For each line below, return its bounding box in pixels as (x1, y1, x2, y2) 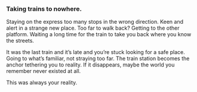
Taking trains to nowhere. (6, 5, 82, 13)
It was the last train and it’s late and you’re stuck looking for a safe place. (6, 49, 185, 56)
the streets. (6, 37, 35, 45)
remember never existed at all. (6, 68, 81, 75)
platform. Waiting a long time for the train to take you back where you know (6, 31, 192, 38)
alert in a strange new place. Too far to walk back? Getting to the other (6, 24, 180, 31)
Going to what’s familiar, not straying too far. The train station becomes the (6, 55, 190, 62)
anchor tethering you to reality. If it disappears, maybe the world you (6, 61, 175, 68)
